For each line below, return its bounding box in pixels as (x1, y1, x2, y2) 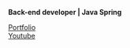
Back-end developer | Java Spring (8, 8, 122, 17)
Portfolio (8, 23, 36, 31)
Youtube (8, 31, 35, 40)
